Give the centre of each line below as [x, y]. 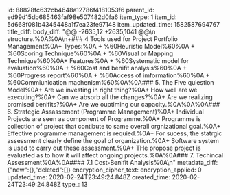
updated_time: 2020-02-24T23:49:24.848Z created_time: [89, 177]
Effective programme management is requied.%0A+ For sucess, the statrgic [115, 133]
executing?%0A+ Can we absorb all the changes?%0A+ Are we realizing [110, 97]
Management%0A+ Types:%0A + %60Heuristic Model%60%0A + [101, 46]
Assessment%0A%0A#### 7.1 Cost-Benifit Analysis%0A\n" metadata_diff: [113, 162]
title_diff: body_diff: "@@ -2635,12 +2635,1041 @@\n [81, 31]
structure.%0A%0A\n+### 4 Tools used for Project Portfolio [93, 39]
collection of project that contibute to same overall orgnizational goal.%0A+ [114, 126]
